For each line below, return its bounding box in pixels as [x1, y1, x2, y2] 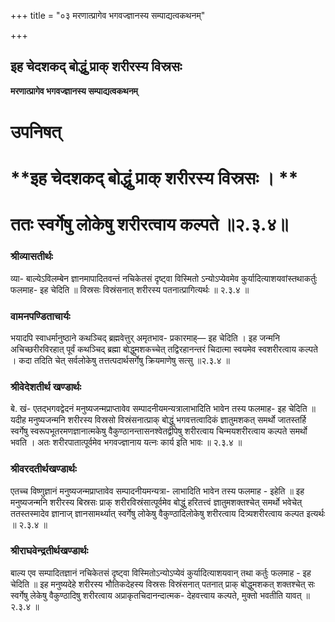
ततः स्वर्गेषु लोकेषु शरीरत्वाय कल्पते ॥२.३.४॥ [10, 213, 289, 236]
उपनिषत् [10, 121, 62, 143]
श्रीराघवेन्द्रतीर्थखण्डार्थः [10, 544, 89, 558]
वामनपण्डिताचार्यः [10, 309, 71, 323]
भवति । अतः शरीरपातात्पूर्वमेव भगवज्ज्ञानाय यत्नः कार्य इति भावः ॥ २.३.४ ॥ [10, 436, 243, 449]
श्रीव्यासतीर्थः [10, 250, 53, 264]
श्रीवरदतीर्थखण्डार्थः [10, 462, 77, 476]
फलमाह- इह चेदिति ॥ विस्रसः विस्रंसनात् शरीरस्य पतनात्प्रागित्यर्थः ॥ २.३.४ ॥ [10, 283, 250, 295]
